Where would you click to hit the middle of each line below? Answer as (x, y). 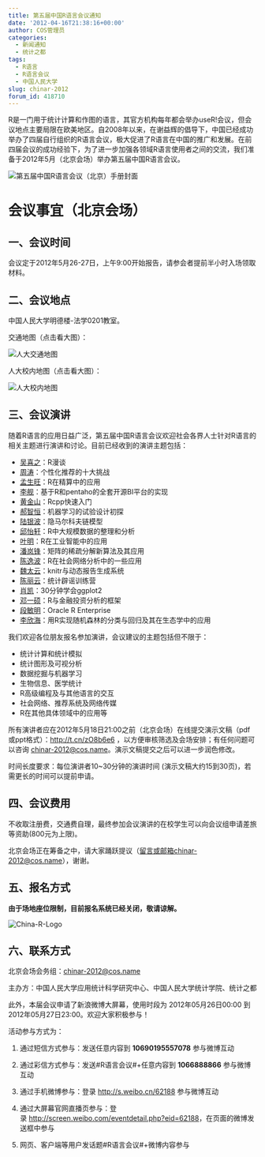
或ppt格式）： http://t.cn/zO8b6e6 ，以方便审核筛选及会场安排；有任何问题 (128, 739)
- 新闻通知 (31, 45)
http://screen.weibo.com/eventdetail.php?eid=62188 (114, 1118)
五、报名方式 (39, 888)
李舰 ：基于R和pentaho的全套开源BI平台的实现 (93, 491)
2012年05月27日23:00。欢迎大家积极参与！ (79, 1015)
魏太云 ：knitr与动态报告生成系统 (72, 570)
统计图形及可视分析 (51, 663)
